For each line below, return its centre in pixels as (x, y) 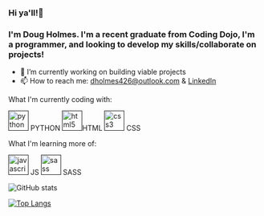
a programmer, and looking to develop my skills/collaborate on (132, 44)
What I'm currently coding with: (60, 100)
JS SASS (56, 173)
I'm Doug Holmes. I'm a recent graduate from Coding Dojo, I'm (132, 34)
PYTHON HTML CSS (85, 128)
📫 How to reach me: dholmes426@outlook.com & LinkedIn (118, 81)
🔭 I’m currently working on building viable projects (103, 72)
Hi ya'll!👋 (26, 13)
